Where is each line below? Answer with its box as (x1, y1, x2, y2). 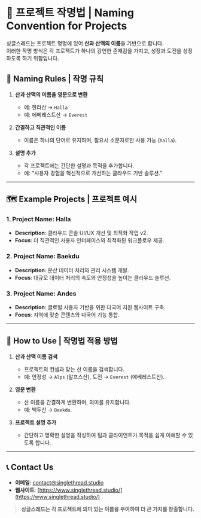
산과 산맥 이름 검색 (14, 353, 58, 360)
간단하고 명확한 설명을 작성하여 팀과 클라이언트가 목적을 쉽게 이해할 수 (23, 431, 187, 438)
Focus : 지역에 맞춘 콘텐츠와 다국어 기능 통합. (14, 311, 120, 318)
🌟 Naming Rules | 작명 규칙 (6, 74, 103, 84)
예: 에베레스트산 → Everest (23, 111, 88, 118)
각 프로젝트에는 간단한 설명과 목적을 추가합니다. (23, 162, 135, 169)
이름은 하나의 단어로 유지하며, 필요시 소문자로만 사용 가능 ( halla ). (23, 136, 177, 144)
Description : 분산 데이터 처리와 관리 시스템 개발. (14, 266, 129, 273)
